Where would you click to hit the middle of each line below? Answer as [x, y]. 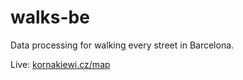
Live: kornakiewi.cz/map [60, 64]
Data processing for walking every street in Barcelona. [122, 45]
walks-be [50, 17]
